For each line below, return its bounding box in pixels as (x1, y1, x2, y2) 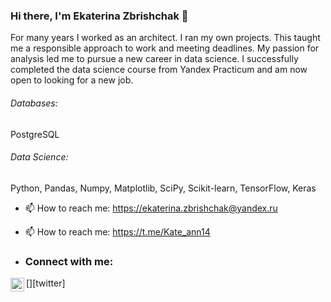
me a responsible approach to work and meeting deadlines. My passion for (10, 42, 320, 54)
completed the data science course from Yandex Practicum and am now (10, 64, 308, 76)
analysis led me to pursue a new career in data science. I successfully (10, 53, 299, 65)
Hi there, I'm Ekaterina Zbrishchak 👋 (10, 9, 189, 23)
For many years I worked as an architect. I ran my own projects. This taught (10, 32, 321, 44)
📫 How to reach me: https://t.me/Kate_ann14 (24, 225, 211, 238)
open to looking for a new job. (10, 74, 134, 86)
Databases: (10, 97, 58, 109)
